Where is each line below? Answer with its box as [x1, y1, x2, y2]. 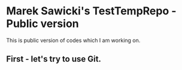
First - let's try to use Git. [6, 54, 102, 64]
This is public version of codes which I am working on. [6, 36, 141, 44]
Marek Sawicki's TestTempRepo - [6, 4, 177, 18]
